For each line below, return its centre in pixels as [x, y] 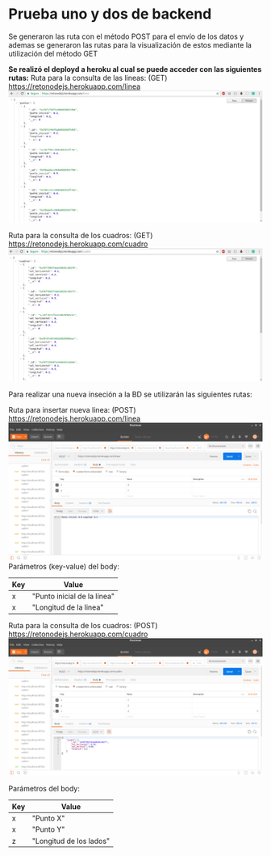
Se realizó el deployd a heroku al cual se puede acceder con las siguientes [135, 69]
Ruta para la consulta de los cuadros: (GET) [81, 236]
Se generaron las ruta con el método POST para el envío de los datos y [126, 36]
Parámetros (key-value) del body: [64, 567]
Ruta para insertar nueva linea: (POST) [72, 409]
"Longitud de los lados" [71, 841]
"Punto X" [48, 818]
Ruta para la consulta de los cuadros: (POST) [83, 625]
